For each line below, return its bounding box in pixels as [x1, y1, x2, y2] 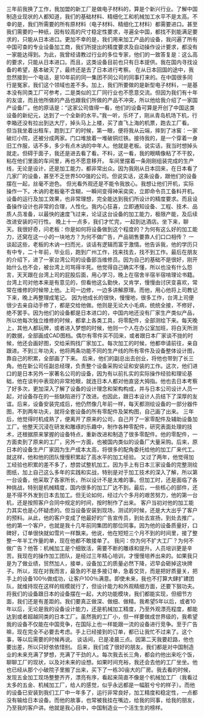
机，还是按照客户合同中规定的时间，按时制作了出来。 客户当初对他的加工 [6, 499, 189, 506]
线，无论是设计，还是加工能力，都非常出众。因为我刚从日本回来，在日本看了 [6, 165, 198, 172]
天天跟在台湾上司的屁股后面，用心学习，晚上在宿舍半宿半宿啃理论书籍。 [16, 271, 198, 278]
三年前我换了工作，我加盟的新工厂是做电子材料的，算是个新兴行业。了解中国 [6, 5, 198, 12]
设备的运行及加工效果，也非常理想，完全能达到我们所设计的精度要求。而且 [6, 195, 192, 202]
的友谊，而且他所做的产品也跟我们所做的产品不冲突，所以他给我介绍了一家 [6, 97, 192, 103]
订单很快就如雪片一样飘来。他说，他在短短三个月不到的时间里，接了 [22, 529, 192, 537]
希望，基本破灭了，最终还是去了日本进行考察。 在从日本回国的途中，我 [16, 66, 194, 73]
